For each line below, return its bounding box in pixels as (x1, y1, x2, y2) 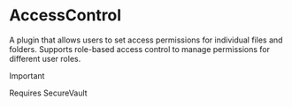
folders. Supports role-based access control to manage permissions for (9, 43, 270, 54)
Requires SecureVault (9, 88, 88, 98)
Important (9, 70, 45, 80)
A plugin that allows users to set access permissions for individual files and (9, 34, 283, 45)
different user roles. (9, 53, 81, 64)
